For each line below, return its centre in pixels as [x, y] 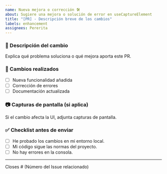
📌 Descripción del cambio [37, 46]
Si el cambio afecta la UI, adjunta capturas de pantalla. [61, 117]
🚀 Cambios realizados [32, 69]
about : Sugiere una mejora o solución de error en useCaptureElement [79, 14]
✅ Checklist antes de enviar [39, 130]
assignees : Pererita [27, 28]
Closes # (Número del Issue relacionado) [47, 167]
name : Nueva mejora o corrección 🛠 [43, 10]
